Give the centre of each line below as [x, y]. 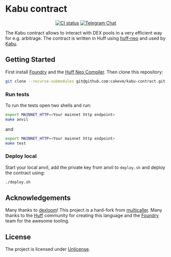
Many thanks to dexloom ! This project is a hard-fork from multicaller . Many [84, 210]
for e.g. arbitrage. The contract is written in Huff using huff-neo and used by [86, 38]
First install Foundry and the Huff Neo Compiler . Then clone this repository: [84, 72]
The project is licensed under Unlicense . [48, 249]
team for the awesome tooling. [38, 221]
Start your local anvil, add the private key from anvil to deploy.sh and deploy [85, 167]
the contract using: [25, 173]
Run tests [17, 94]
